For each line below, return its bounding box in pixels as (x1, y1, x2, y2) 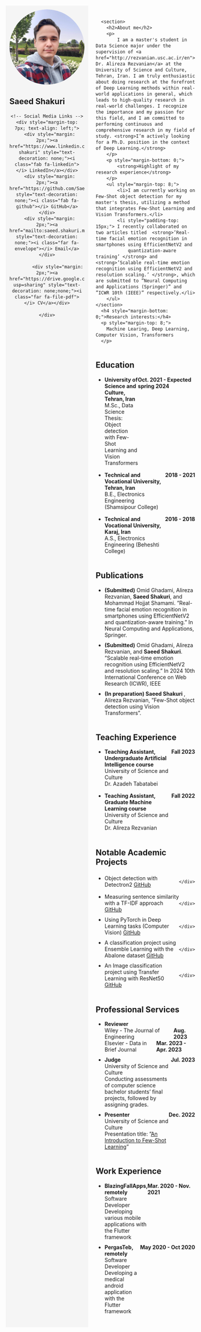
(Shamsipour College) (104, 503, 158, 510)
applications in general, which (111, 91, 193, 97)
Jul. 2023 (170, 1056, 196, 1063)
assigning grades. (104, 1101, 149, 1108)
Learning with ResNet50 (104, 975, 164, 982)
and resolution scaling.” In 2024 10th (104, 667, 196, 674)
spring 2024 (137, 382, 170, 390)
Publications (95, 571, 144, 581)
